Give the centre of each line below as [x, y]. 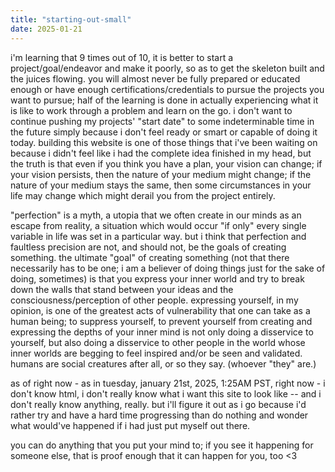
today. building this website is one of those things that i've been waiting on [164, 142]
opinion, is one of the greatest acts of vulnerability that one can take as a [160, 310]
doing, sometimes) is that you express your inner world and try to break [157, 278]
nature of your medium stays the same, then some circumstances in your [161, 185]
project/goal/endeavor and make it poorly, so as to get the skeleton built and [167, 68]
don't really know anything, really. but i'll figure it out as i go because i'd [158, 404]
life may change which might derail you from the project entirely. [143, 195]
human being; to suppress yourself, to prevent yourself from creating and [161, 321]
